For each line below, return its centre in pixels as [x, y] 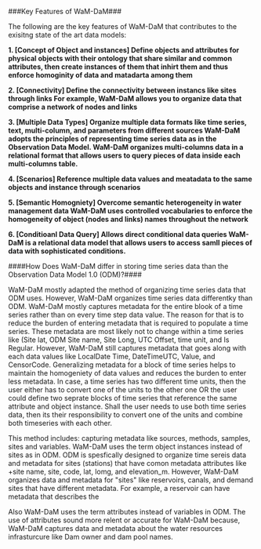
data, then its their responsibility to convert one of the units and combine [125, 414]
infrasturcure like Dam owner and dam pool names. [91, 537]
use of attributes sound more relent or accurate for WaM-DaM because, [124, 520]
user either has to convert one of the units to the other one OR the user [123, 390]
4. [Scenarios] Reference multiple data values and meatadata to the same [130, 179]
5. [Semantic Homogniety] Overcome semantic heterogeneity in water [125, 202]
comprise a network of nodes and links [73, 107]
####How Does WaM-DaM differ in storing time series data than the [118, 266]
